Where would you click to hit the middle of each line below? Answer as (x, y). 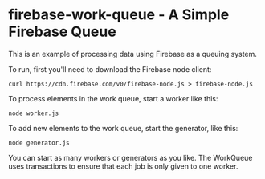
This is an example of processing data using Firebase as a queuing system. (132, 54)
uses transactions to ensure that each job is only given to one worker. (123, 166)
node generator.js (39, 143)
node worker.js (34, 113)
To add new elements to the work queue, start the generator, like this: (123, 128)
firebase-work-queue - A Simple (119, 15)
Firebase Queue (62, 32)
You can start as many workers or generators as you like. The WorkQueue (130, 157)
